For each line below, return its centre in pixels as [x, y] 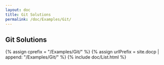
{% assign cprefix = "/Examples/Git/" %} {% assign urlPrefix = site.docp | [82, 52]
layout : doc [18, 10]
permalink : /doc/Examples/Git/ [38, 19]
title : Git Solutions [28, 15]
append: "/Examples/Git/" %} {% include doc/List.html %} [66, 57]
